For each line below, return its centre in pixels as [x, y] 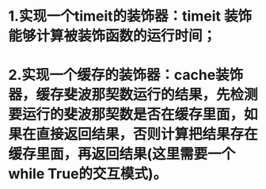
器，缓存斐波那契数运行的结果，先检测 [133, 95]
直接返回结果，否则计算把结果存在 [147, 134]
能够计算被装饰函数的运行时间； [112, 36]
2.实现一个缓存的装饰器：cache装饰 [126, 75]
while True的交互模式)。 [88, 174]
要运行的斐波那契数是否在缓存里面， [126, 115]
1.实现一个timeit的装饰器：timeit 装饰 [130, 16]
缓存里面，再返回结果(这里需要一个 [122, 154]
